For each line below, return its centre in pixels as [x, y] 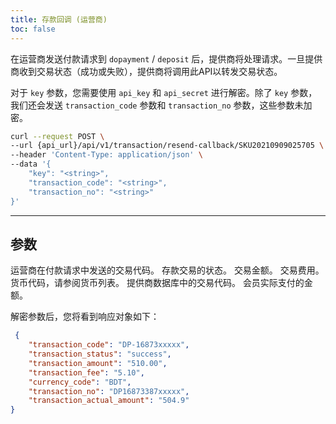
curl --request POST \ [57, 136]
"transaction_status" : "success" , [100, 354]
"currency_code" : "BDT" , [80, 382]
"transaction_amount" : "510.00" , [98, 363]
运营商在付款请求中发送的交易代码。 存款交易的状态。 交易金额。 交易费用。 [167, 270]
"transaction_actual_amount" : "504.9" [109, 401]
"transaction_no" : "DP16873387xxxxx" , [109, 391]
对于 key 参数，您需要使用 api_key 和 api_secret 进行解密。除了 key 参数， [164, 92]
